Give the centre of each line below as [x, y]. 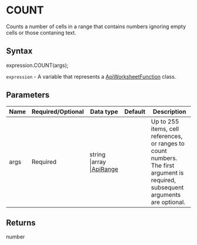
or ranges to [168, 143]
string [97, 154]
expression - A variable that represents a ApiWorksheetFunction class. [91, 76]
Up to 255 [165, 121]
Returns [21, 222]
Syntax [19, 51]
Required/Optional [57, 111]
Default [135, 111]
